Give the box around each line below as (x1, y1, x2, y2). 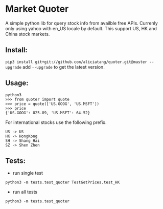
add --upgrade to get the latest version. (22, 64, 105, 70)
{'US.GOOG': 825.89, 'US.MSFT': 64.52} (5, 110, 90, 115)
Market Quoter (5, 3, 69, 15)
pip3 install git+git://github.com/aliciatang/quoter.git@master (5, 59, 147, 65)
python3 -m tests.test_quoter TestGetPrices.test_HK (5, 180, 120, 185)
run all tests (12, 189, 37, 195)
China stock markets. (5, 31, 50, 37)
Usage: (5, 79, 29, 88)
